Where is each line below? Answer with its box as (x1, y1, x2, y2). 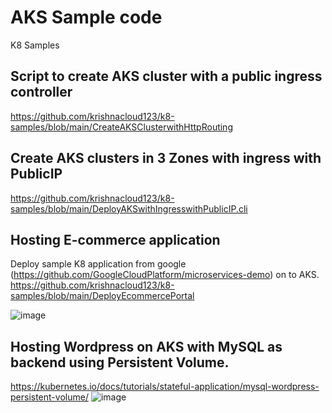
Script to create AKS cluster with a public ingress (10, 68, 323, 85)
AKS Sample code (10, 6, 163, 29)
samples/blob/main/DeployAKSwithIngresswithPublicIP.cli (10, 202, 248, 215)
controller (10, 84, 73, 101)
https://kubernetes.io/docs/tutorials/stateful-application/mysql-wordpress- (10, 381, 320, 393)
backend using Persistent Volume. (10, 354, 230, 371)
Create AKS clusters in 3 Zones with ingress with (10, 150, 322, 167)
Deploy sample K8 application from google (10, 258, 187, 270)
